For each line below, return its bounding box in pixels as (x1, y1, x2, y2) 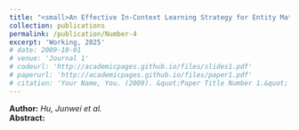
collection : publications (9, 21, 105, 30)
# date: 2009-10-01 (9, 46, 82, 55)
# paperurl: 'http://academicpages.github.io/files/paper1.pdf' (9, 71, 253, 80)
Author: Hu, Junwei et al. (9, 103, 102, 113)
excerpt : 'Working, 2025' (9, 37, 105, 47)
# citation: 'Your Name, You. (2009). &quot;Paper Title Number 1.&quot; (9, 79, 289, 88)
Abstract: (9, 112, 45, 123)
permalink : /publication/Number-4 (9, 29, 138, 38)
